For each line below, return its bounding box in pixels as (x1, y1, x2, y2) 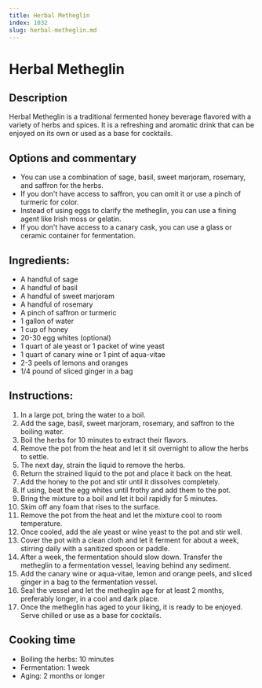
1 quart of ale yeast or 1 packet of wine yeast (20, 341, 165, 351)
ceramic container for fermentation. (20, 231, 136, 241)
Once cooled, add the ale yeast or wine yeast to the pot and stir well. (20, 527, 242, 536)
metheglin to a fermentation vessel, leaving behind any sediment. (20, 560, 231, 570)
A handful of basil (20, 283, 78, 292)
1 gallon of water (20, 316, 74, 326)
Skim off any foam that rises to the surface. (20, 502, 161, 511)
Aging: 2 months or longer (20, 671, 105, 680)
